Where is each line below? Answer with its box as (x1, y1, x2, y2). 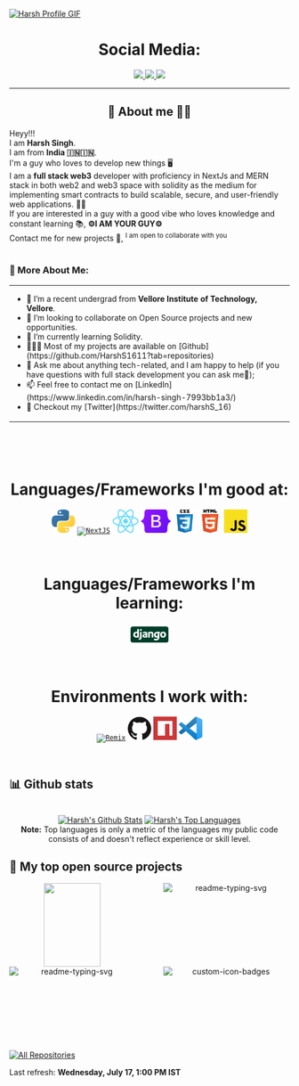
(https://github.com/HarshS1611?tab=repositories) (26, 350, 215, 361)
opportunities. (26, 322, 78, 333)
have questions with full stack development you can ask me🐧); (26, 370, 255, 380)
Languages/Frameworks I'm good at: (10, 479, 289, 500)
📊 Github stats (9, 777, 93, 792)
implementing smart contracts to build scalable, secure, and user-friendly (9, 189, 279, 200)
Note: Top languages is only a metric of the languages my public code (20, 824, 279, 835)
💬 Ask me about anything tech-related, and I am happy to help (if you (26, 360, 280, 371)
